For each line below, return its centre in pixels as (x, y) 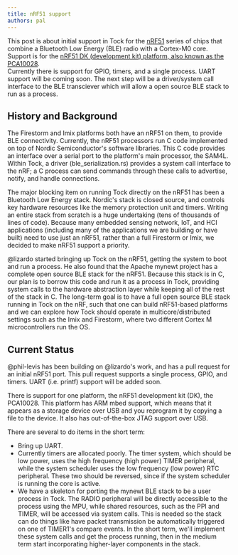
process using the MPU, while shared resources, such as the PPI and (118, 507)
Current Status (41, 349)
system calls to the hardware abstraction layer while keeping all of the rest (116, 290)
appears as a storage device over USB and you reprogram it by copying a (115, 411)
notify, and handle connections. (54, 179)
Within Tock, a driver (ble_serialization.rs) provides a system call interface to (119, 164)
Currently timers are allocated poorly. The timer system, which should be (124, 453)
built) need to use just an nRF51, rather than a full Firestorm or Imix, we (111, 238)
